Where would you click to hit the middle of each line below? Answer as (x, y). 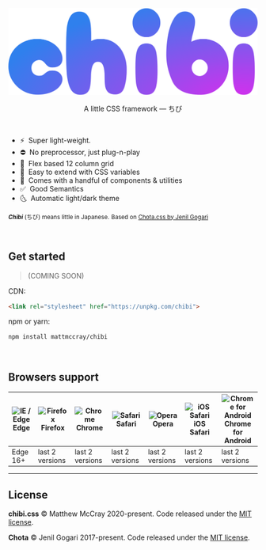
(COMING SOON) (56, 275)
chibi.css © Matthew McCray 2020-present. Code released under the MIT (130, 514)
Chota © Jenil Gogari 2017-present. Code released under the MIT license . (129, 537)
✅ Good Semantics (52, 188)
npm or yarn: (29, 321)
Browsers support (53, 377)
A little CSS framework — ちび (133, 108)
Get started (37, 257)
